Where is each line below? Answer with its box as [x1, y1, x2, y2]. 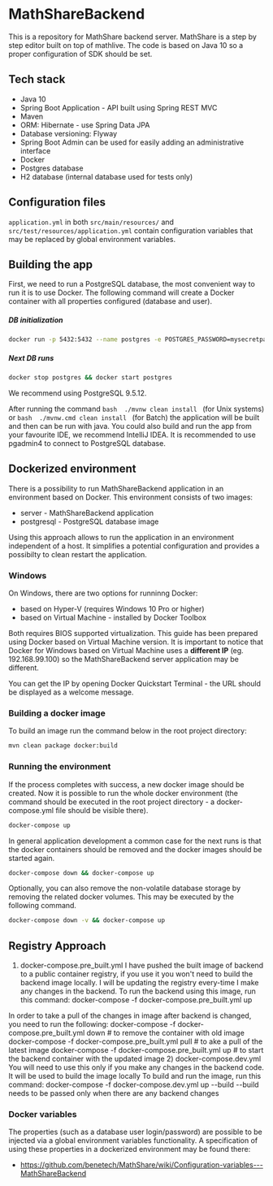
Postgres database [19, 163, 84, 173]
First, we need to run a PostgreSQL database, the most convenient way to [8, 279, 256, 289]
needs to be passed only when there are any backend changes [8, 1089, 219, 1098]
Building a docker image [8, 708, 106, 719]
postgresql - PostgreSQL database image [19, 517, 159, 526]
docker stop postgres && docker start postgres [8, 374, 173, 382]
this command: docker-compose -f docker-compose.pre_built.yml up [19, 995, 253, 1005]
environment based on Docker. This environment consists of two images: [8, 492, 253, 502]
